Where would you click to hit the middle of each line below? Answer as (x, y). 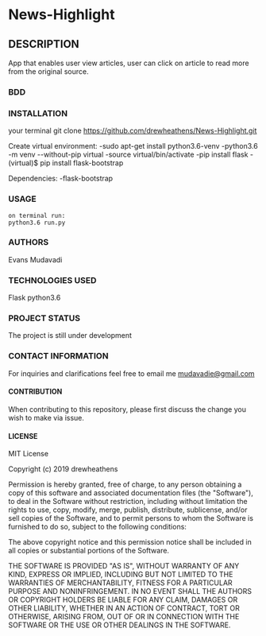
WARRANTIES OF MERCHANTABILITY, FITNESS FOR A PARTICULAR (120, 583)
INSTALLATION (38, 113)
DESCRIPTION (44, 44)
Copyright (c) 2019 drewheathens (63, 469)
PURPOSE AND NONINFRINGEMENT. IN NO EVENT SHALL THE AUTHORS (130, 591)
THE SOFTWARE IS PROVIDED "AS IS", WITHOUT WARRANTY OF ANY (124, 566)
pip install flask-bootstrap (81, 163)
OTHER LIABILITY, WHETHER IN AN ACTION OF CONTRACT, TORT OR (124, 608)
